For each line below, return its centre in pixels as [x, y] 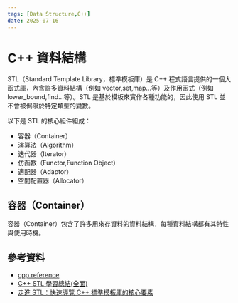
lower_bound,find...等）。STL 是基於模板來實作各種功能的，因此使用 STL [113, 97]
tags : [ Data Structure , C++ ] [49, 14]
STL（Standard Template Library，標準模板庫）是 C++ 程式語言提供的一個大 [119, 79]
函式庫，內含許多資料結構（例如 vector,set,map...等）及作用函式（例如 [110, 88]
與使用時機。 [26, 233]
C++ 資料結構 [47, 58]
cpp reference [38, 275]
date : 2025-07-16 [33, 21]
